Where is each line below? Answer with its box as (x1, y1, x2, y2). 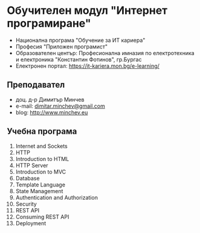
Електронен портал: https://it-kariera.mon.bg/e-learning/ (15, 62, 160, 70)
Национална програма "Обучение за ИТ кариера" (15, 36, 146, 44)
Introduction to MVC (15, 168, 66, 176)
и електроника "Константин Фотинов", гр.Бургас (15, 56, 142, 63)
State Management (15, 187, 63, 194)
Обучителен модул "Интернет (7, 4, 168, 18)
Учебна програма (7, 126, 77, 137)
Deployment (15, 219, 47, 227)
